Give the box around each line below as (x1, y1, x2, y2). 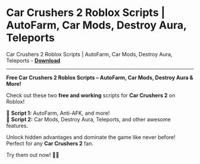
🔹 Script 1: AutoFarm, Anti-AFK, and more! (6, 110, 110, 117)
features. (6, 122, 29, 129)
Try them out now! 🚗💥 (6, 151, 60, 158)
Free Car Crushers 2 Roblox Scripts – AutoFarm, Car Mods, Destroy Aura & (6, 74, 193, 81)
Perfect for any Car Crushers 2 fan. (6, 140, 94, 147)
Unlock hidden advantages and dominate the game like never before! (6, 133, 176, 140)
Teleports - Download (6, 57, 61, 64)
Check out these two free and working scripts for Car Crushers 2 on (6, 92, 176, 99)
